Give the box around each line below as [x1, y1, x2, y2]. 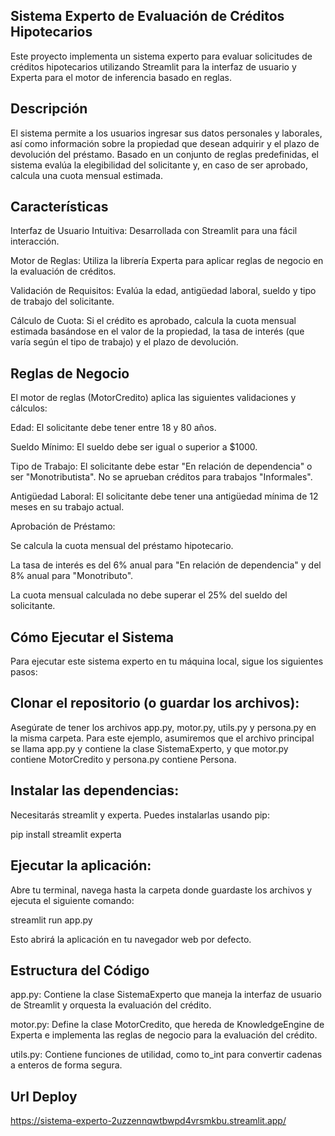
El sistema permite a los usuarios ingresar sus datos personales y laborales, [10, 127, 323, 139]
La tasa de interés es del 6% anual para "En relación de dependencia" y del [10, 559, 322, 571]
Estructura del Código [10, 962, 150, 979]
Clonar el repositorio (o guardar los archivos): [10, 695, 300, 712]
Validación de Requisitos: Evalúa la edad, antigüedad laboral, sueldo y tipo [10, 285, 317, 297]
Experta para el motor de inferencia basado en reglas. [10, 71, 233, 83]
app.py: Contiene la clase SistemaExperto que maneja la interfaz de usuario [10, 989, 322, 1001]
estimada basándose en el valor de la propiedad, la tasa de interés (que [10, 325, 305, 338]
